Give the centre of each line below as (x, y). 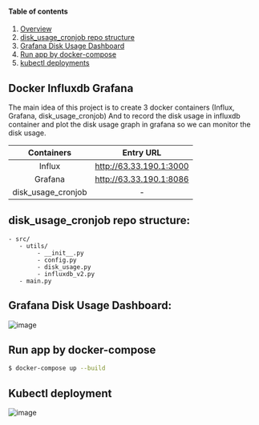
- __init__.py (61, 253)
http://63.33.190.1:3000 (142, 166)
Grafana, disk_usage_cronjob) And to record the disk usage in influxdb (124, 116)
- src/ (19, 239)
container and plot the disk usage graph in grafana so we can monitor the (129, 125)
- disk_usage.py (64, 267)
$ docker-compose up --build (57, 368)
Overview (36, 29)
